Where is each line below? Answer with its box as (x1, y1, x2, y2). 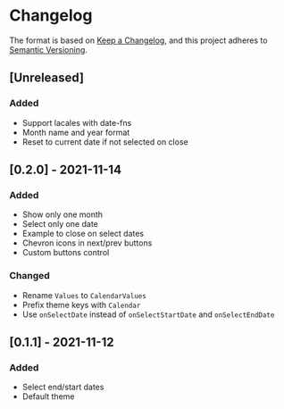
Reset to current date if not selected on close (21, 136, 189, 147)
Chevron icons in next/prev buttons (21, 238, 153, 248)
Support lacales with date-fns (21, 117, 132, 128)
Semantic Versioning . (9, 44, 88, 54)
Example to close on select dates (21, 229, 145, 239)
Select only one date (21, 219, 98, 230)
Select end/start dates (21, 381, 104, 393)
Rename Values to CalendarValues (21, 289, 147, 300)
